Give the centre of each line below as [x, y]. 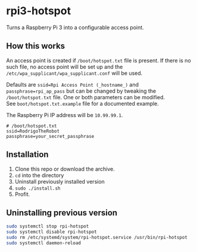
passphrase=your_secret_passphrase [50, 136]
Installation [27, 155]
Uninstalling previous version [62, 212]
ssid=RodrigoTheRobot [33, 131]
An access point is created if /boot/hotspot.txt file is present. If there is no [99, 60]
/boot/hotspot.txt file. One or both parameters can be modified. [86, 97]
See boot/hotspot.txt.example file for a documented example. [83, 103]
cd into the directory [39, 175]
